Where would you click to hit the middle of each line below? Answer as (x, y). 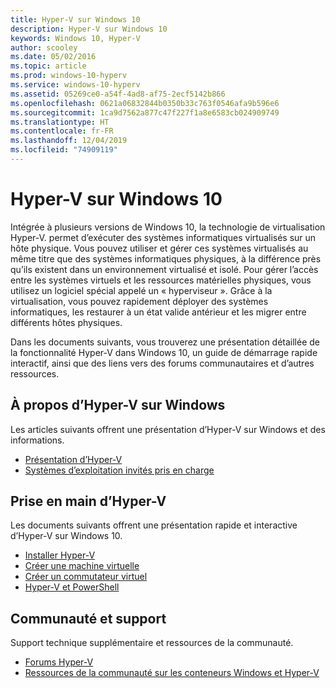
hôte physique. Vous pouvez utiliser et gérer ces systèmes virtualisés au (159, 248)
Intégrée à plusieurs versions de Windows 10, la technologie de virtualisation (168, 227)
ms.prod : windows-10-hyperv (69, 76)
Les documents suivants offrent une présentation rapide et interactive (154, 525)
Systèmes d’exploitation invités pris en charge (119, 470)
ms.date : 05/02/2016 (53, 57)
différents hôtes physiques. (66, 322)
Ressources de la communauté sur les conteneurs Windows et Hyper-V (172, 673)
